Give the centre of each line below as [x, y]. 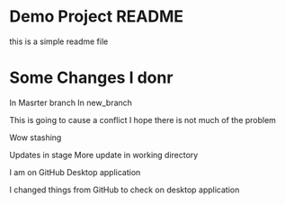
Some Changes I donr [91, 78]
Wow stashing [36, 137]
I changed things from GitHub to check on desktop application [125, 190]
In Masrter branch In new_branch [71, 102]
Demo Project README [97, 17]
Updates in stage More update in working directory [104, 155]
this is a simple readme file [59, 41]
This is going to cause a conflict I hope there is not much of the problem [143, 120]
